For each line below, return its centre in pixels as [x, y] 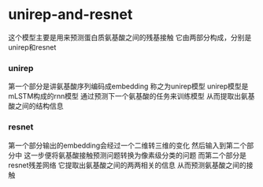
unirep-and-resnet [70, 15]
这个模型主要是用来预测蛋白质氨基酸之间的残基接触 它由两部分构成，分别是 [130, 37]
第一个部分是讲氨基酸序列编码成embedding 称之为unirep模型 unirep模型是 [128, 86]
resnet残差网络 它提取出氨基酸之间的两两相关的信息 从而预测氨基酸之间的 [127, 165]
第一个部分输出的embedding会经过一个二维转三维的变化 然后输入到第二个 [128, 145]
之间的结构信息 [39, 106]
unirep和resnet [32, 47]
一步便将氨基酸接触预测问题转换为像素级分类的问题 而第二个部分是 [138, 155]
